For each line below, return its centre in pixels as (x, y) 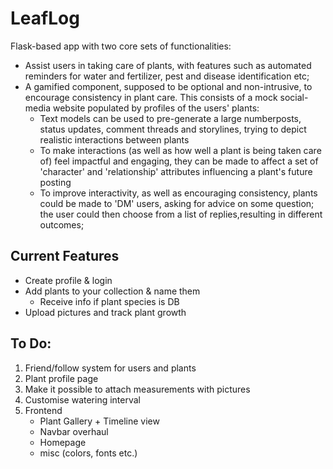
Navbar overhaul (74, 431)
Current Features (65, 256)
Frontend (43, 410)
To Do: (31, 343)
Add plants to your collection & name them (112, 291)
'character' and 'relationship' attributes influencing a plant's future (176, 171)
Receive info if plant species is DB (109, 301)
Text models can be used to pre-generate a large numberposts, (170, 118)
